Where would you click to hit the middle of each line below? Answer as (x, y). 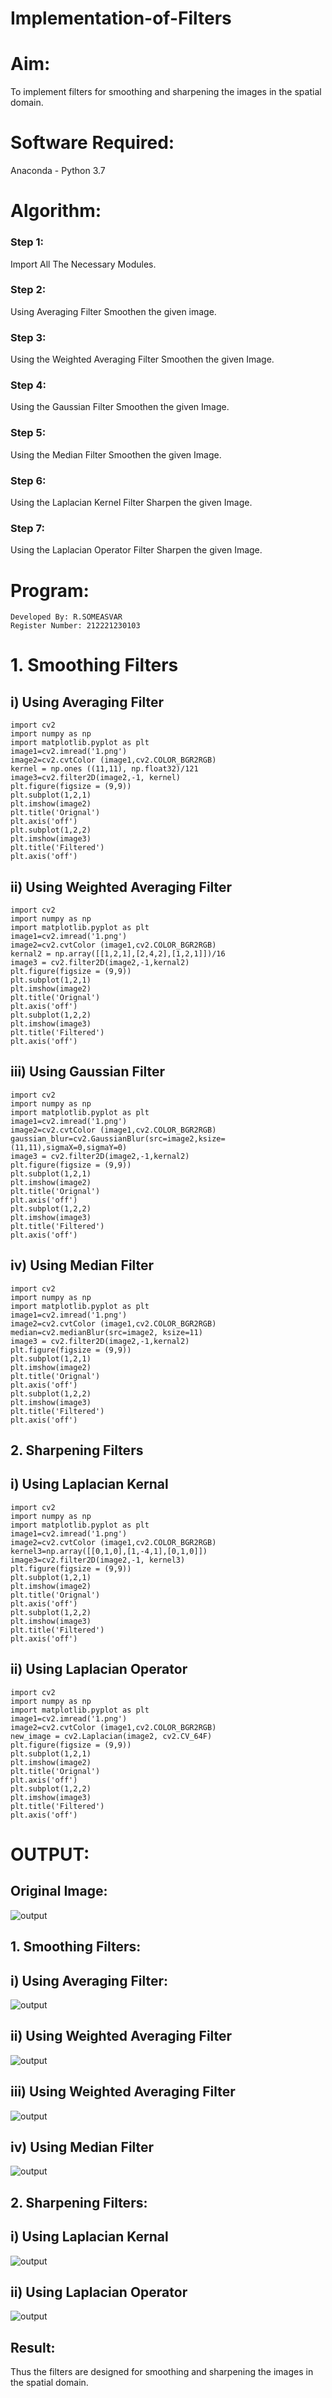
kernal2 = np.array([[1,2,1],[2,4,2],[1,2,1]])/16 (118, 954)
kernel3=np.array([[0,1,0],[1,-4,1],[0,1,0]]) (109, 1551)
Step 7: (27, 528)
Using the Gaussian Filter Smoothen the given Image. (120, 407)
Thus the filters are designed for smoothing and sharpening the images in (162, 2372)
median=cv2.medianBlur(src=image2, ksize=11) (106, 1332)
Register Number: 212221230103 (75, 626)
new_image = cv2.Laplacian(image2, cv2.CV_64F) (111, 1736)
